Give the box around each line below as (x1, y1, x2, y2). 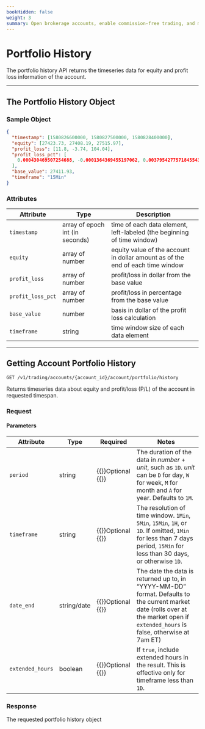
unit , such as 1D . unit (136, 463, 195, 471)
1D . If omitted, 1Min (136, 526, 190, 535)
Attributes (6, 194, 37, 203)
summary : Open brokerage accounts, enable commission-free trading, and (6, 20, 195, 26)
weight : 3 (6, 15, 32, 21)
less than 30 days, (136, 549, 189, 557)
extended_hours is (136, 620, 187, 629)
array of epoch (62, 220, 105, 229)
